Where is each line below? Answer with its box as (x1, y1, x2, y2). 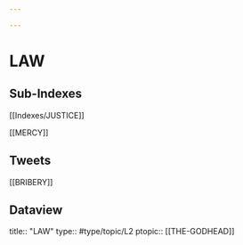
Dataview (9, 202, 63, 217)
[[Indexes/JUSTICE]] (9, 110, 85, 120)
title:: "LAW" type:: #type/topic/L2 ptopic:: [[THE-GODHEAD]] (9, 226, 235, 237)
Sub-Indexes (9, 86, 83, 102)
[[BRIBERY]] (9, 176, 53, 187)
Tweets (9, 153, 52, 168)
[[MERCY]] (9, 127, 49, 138)
